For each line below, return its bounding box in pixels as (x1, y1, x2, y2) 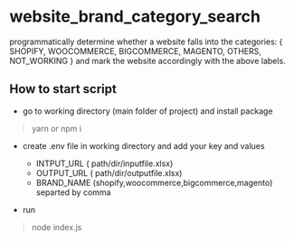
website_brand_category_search (9, 6, 261, 27)
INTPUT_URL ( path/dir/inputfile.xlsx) (35, 158, 174, 169)
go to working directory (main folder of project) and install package (22, 106, 273, 116)
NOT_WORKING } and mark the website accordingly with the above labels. (9, 55, 287, 66)
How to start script (9, 81, 118, 97)
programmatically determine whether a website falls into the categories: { (9, 36, 283, 47)
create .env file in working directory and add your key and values (22, 140, 265, 151)
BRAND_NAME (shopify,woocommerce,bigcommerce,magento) (35, 177, 273, 188)
